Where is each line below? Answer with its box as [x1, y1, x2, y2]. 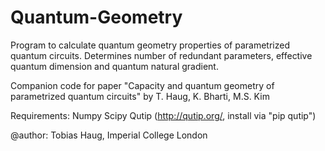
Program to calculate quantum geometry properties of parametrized [10, 39, 290, 51]
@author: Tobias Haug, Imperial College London [10, 129, 208, 141]
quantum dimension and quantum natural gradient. [10, 60, 219, 72]
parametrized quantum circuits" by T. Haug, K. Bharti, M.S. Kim [10, 90, 270, 102]
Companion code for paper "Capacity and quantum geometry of [10, 79, 275, 91]
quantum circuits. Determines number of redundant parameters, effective [10, 49, 313, 61]
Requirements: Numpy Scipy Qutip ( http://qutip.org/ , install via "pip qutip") [10, 109, 317, 121]
